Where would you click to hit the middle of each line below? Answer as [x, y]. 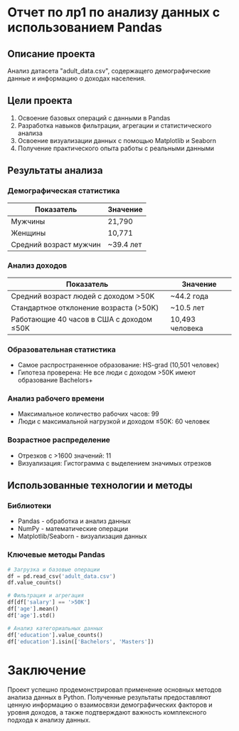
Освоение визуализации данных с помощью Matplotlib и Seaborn [117, 140]
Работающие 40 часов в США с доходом [82, 319]
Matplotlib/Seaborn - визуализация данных [82, 536]
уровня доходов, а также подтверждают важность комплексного [107, 712]
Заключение [47, 670]
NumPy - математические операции [73, 529]
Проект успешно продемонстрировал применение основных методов [115, 690]
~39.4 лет [125, 244]
